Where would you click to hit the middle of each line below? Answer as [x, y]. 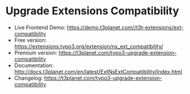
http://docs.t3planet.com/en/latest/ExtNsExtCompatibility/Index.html [98, 71]
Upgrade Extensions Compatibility [92, 11]
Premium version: [36, 52]
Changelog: [28, 78]
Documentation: [34, 65]
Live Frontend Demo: [40, 27]
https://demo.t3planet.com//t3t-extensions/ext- [125, 27]
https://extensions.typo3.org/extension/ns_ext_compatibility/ [88, 46]
